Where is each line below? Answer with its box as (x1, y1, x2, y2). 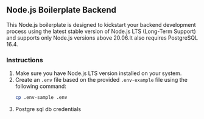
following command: (15, 82, 67, 90)
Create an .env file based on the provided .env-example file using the (15, 76, 188, 84)
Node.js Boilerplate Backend (6, 5, 117, 15)
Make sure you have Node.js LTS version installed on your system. (15, 70, 182, 77)
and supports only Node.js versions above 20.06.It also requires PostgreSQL (6, 34, 199, 41)
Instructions (6, 56, 44, 64)
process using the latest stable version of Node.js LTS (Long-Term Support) (6, 27, 196, 35)
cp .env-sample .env (15, 95, 68, 101)
